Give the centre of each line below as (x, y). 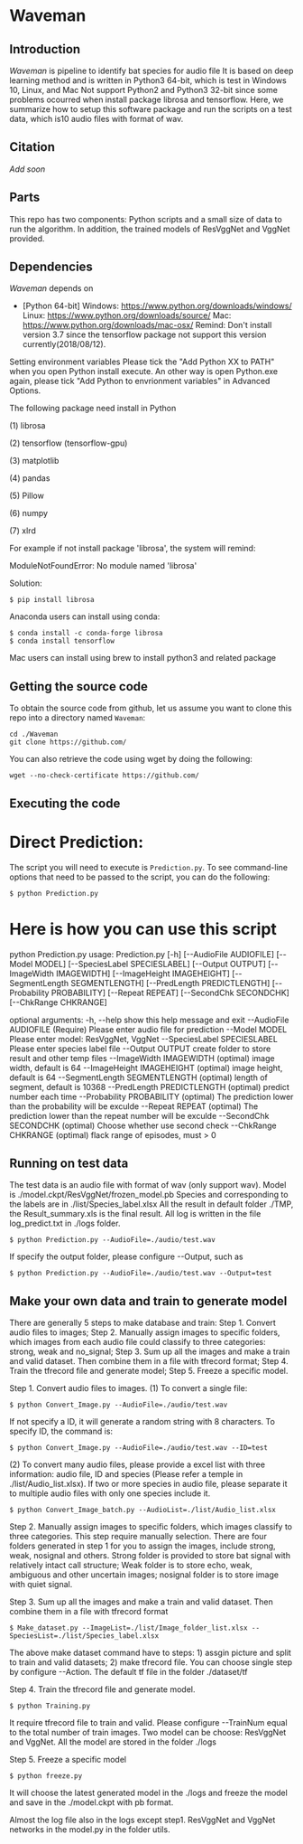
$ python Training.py (50, 1706)
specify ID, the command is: (61, 1431)
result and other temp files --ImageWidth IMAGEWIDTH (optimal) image (142, 1058)
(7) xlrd (23, 531)
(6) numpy (28, 513)
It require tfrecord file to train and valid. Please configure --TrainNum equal (148, 1723)
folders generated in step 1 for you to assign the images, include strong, (143, 1546)
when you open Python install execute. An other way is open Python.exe (143, 372)
